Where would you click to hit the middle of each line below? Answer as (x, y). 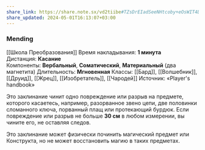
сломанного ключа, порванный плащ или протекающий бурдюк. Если (98, 109)
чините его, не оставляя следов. (49, 122)
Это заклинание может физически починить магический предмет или (98, 134)
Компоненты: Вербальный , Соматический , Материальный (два (91, 65)
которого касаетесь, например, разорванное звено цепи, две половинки (102, 103)
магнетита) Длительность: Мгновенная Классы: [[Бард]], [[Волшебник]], (102, 71)
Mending (20, 39)
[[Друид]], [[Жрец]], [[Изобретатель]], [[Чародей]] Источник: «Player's (98, 78)
